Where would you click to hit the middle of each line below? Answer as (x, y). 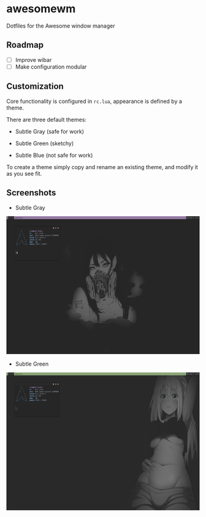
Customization (35, 87)
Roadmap (25, 45)
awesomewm (41, 9)
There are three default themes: (47, 119)
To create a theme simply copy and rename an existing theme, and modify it (102, 167)
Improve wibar (33, 59)
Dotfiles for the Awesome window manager (61, 26)
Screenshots (31, 193)
